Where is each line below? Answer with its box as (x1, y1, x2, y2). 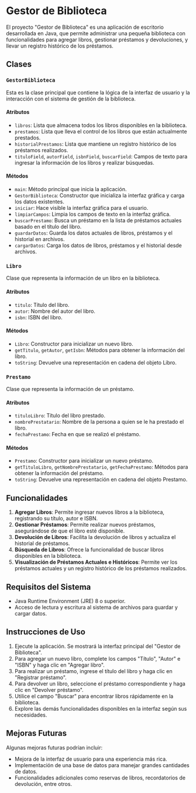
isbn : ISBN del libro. (14, 313, 63, 321)
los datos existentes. (14, 198, 64, 205)
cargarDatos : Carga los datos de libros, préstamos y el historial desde (14, 242, 183, 249)
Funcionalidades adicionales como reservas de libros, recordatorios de (14, 774, 186, 781)
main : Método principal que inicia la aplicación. (14, 186, 127, 193)
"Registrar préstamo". (14, 674, 67, 681)
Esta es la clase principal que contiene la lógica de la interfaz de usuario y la (6, 89, 190, 96)
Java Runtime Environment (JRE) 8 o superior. (14, 598, 126, 605)
